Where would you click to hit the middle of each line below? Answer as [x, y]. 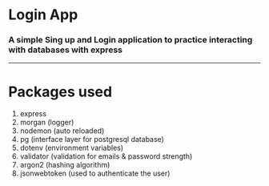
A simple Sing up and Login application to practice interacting [130, 40]
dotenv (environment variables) [72, 148]
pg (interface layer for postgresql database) [92, 139]
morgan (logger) [47, 123]
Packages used [60, 92]
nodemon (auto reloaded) [62, 131]
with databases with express [65, 50]
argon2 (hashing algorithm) [65, 165]
